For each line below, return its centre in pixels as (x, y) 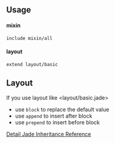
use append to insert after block (54, 116)
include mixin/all (29, 38)
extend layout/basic (32, 64)
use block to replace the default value (62, 109)
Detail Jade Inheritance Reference (49, 134)
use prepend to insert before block (57, 122)
